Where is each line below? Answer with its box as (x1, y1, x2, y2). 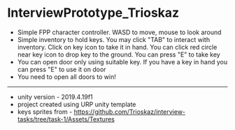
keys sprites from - (17, 107, 73, 116)
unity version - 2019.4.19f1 (17, 92, 93, 101)
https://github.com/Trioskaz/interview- (73, 107, 186, 116)
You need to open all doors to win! (17, 72, 117, 81)
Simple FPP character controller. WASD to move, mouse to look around (17, 28, 222, 36)
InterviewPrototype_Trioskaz (7, 5, 180, 21)
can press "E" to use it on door (17, 65, 106, 73)
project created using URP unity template (17, 100, 136, 108)
